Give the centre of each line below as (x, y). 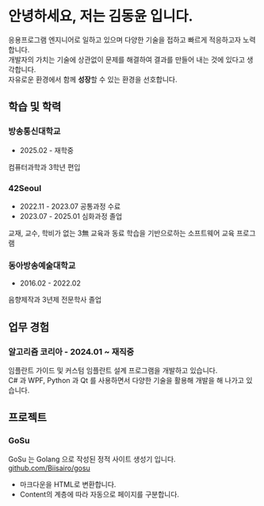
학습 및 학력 (35, 107)
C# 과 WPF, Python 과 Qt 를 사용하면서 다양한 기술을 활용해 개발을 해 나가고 (126, 380)
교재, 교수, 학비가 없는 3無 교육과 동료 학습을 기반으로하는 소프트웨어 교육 (122, 233)
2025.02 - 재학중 (46, 150)
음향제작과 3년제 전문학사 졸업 (55, 300)
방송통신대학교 (34, 132)
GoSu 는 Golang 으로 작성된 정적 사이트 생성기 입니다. (92, 459)
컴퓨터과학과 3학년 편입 (44, 167)
